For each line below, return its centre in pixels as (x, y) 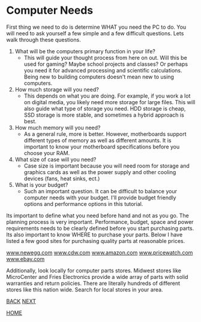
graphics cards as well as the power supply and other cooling (100, 172)
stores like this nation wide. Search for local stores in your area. (85, 289)
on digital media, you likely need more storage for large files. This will (109, 102)
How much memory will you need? (58, 127)
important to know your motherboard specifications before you (102, 147)
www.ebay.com (25, 259)
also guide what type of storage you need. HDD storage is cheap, (105, 108)
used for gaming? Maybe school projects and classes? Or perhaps (106, 64)
